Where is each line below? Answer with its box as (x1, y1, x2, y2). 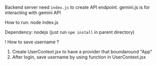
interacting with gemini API (5, 10, 61, 16)
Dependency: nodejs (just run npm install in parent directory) (5, 29, 135, 35)
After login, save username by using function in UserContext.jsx (12, 54, 146, 60)
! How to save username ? (5, 39, 59, 45)
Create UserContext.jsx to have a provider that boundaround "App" (12, 49, 153, 54)
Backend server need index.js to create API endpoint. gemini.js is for (5, 5, 150, 10)
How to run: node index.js (5, 20, 59, 25)
